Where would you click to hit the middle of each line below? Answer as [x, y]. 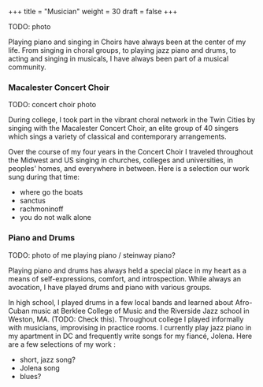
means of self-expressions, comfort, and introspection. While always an [125, 278]
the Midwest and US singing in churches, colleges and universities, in [121, 160]
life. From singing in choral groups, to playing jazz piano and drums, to [122, 50]
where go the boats [51, 192]
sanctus [32, 201]
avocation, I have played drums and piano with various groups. [110, 287]
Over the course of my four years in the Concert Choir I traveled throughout [131, 152]
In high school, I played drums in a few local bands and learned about [121, 302]
